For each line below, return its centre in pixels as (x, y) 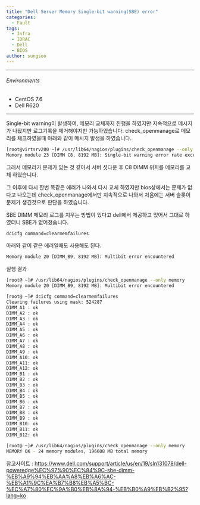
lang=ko (16, 495)
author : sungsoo (26, 56)
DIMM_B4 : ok (22, 391)
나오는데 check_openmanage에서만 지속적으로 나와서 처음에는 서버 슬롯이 (104, 195)
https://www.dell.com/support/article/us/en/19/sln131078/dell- (111, 463)
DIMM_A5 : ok (22, 330)
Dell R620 (27, 105)
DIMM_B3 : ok (22, 385)
